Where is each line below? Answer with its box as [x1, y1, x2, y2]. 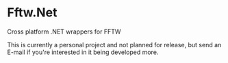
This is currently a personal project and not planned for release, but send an [7, 40, 222, 49]
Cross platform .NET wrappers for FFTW [7, 27, 121, 36]
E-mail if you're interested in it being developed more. [7, 48, 159, 56]
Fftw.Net [7, 5, 58, 21]
